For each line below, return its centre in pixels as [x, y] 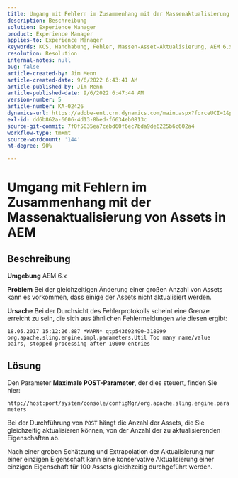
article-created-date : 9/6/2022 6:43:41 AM [73, 80]
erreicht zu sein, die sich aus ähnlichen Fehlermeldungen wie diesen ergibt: [118, 319]
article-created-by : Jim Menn [52, 73]
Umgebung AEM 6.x [37, 276]
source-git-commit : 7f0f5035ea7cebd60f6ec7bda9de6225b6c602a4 [101, 126]
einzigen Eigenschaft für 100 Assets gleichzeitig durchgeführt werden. [110, 467]
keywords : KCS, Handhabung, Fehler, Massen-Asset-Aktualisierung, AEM [114, 47]
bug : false [23, 67]
